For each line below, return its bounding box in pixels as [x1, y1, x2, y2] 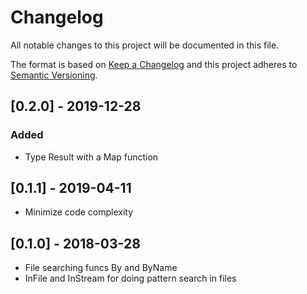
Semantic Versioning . [10, 69, 98, 81]
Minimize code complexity [24, 206, 134, 218]
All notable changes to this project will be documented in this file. [10, 39, 280, 51]
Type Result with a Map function [24, 151, 159, 163]
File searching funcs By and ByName [24, 262, 178, 274]
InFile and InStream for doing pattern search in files [24, 272, 237, 285]
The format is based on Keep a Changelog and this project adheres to [10, 58, 298, 70]
